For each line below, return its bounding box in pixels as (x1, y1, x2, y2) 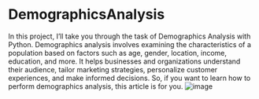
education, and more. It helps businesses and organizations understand (8, 57, 241, 66)
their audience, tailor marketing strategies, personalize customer (8, 64, 218, 74)
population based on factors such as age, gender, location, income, (8, 48, 227, 57)
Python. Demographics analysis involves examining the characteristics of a (8, 39, 252, 49)
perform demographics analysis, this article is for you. (8, 81, 183, 91)
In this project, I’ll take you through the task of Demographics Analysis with (8, 31, 251, 41)
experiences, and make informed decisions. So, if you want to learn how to (8, 73, 251, 82)
